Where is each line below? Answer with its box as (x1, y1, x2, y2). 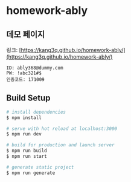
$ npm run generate (6, 170, 56, 176)
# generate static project (6, 164, 74, 170)
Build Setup (6, 93, 51, 103)
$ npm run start (6, 154, 47, 160)
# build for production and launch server (6, 142, 115, 148)
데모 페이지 (6, 29, 45, 39)
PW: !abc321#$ (6, 70, 42, 76)
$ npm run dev (6, 131, 42, 137)
